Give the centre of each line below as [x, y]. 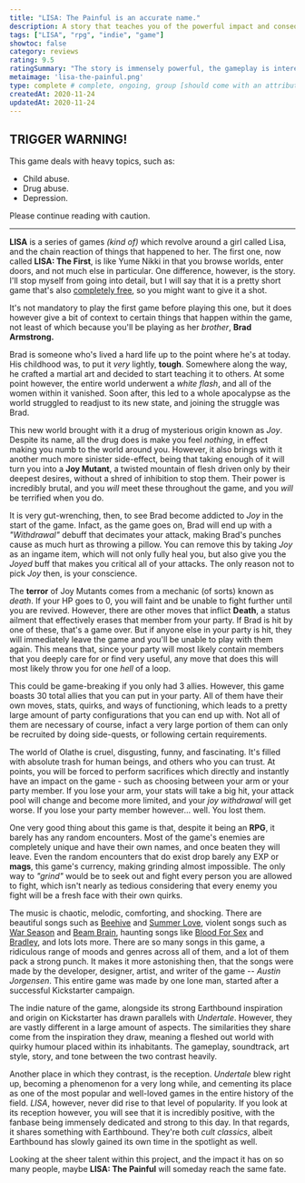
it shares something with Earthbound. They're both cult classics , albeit [141, 1132]
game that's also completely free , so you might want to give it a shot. [138, 290]
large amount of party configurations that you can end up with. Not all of [145, 715]
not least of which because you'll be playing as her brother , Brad [131, 328]
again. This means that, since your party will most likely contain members [147, 649]
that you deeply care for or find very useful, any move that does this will [144, 659]
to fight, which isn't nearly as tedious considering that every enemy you [143, 886]
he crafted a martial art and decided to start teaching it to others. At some [147, 374]
